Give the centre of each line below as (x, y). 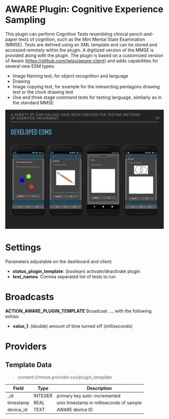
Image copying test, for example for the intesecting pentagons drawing (86, 86)
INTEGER (43, 396)
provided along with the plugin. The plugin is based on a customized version (84, 55)
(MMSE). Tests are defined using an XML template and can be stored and (81, 44)
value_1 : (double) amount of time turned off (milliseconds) (72, 326)
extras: (12, 316)
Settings (23, 248)
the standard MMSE (33, 102)
